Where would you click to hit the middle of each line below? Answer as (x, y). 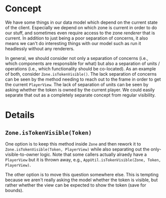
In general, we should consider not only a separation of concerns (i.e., (77, 58)
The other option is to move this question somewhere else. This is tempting (82, 174)
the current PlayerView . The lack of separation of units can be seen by (77, 84)
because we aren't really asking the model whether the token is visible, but (82, 180)
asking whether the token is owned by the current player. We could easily (80, 90)
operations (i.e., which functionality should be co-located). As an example (81, 69)
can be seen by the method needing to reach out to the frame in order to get (83, 79)
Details (20, 115)
